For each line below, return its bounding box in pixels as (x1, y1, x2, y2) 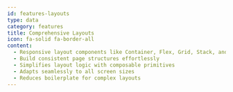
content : (7, 42, 33, 49)
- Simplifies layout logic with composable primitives (13, 62, 175, 68)
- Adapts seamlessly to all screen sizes (13, 68, 135, 75)
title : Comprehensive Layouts (7, 29, 95, 37)
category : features (7, 23, 64, 30)
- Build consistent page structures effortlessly (13, 55, 159, 62)
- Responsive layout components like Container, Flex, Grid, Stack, (13, 49, 216, 56)
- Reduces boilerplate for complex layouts (13, 74, 141, 82)
